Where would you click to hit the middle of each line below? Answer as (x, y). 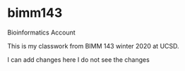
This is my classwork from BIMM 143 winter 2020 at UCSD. (93, 46)
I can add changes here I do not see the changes (78, 59)
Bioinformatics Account (41, 32)
